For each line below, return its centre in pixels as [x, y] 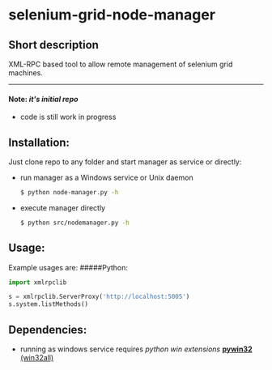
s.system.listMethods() [49, 304]
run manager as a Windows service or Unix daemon [106, 178]
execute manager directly [63, 207]
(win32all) [37, 358]
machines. [25, 73]
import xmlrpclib [38, 282]
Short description [54, 45]
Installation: [39, 142]
